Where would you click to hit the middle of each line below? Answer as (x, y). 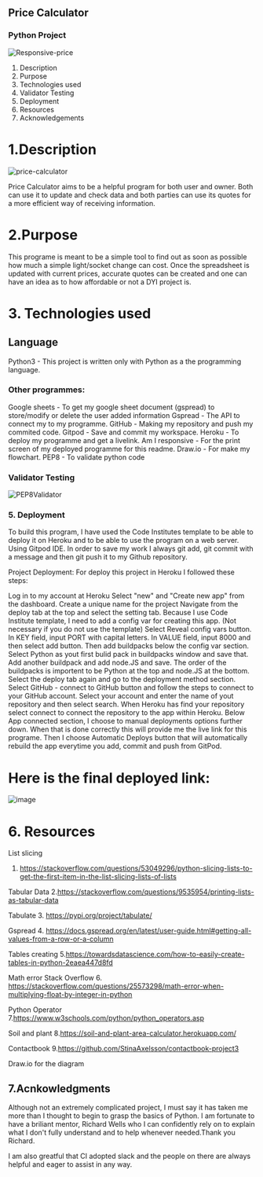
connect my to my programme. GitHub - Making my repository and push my (131, 423)
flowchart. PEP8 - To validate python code (77, 457)
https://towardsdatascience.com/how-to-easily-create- (155, 955)
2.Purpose (43, 235)
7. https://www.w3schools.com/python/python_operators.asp (106, 1018)
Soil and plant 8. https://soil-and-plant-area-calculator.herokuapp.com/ (122, 1033)
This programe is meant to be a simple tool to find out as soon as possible (128, 257)
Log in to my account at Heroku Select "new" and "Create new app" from (126, 596)
